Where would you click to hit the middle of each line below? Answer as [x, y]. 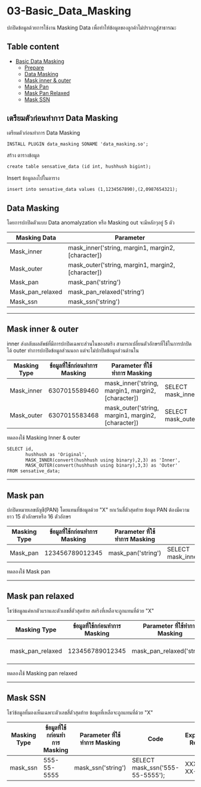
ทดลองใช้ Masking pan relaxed [42, 673]
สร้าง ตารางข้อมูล [23, 155]
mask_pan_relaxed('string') [106, 292]
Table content [33, 47]
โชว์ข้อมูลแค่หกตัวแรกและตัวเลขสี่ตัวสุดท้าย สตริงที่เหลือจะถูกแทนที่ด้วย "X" [81, 610]
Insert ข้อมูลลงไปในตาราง [33, 178]
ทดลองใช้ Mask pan [29, 572]
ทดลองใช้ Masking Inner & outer [44, 437]
